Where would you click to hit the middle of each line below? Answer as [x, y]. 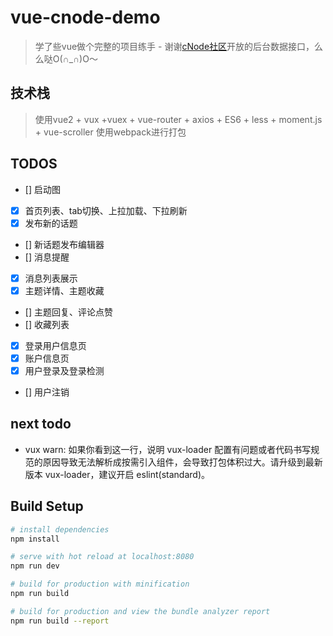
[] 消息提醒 [47, 257]
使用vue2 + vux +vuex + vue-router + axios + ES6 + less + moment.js [178, 119]
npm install [35, 539]
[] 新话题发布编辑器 [64, 244]
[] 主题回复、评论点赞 [68, 312]
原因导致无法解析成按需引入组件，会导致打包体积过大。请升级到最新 [182, 462]
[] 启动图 [42, 189]
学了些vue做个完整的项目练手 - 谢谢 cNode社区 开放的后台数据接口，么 [179, 46]
